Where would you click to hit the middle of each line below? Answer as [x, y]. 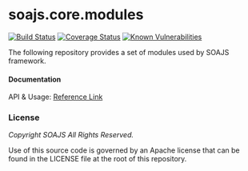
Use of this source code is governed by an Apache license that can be [124, 150]
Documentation [35, 79]
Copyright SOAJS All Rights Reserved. [71, 135]
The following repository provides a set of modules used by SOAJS [119, 52]
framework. [27, 61]
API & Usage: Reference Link [56, 97]
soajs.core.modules [76, 15]
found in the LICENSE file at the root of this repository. [98, 159]
